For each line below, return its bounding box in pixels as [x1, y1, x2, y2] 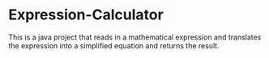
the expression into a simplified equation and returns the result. [8, 40, 220, 50]
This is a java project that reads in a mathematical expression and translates [8, 32, 262, 42]
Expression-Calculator [8, 6, 164, 24]
